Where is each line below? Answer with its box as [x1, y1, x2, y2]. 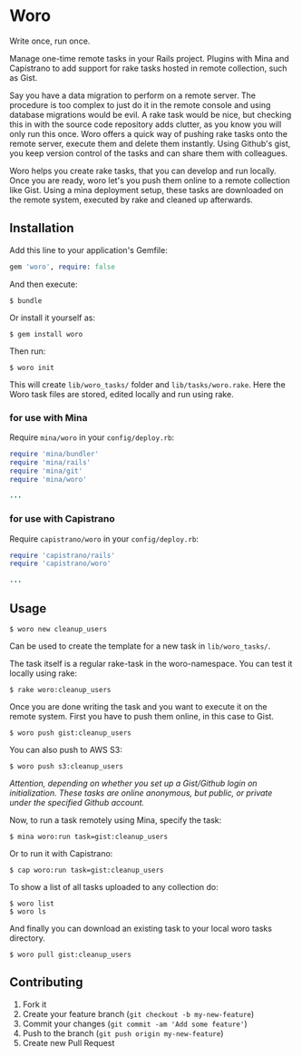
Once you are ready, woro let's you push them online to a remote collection [9, 174, 290, 186]
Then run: [9, 346, 46, 357]
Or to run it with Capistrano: [9, 848, 113, 859]
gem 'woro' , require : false [9, 262, 116, 271]
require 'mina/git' [9, 466, 83, 475]
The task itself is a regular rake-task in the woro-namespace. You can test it [9, 659, 293, 670]
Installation [9, 220, 74, 236]
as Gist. [9, 72, 38, 83]
